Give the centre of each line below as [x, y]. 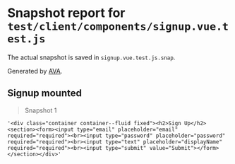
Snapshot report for [66, 13]
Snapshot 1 [41, 110]
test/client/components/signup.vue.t [118, 27]
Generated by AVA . [35, 71]
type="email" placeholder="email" [127, 129]
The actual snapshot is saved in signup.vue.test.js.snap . [91, 57]
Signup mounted [45, 93]
